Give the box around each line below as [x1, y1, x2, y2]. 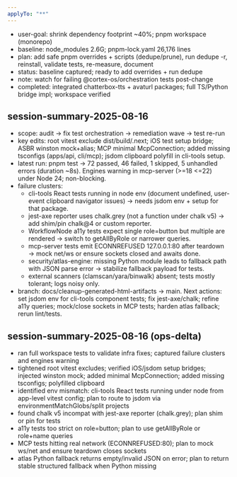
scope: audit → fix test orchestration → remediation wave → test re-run [17, 129, 225, 138]
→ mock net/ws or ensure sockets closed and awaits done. [28, 249, 201, 258]
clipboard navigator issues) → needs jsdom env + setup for [46, 197, 219, 205]
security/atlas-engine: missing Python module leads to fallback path [28, 257, 227, 265]
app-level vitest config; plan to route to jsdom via [17, 394, 161, 403]
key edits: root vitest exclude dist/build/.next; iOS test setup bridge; [17, 137, 214, 145]
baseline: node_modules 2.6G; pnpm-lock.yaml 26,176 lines [17, 45, 191, 53]
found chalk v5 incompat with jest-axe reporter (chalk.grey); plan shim [17, 409, 223, 418]
